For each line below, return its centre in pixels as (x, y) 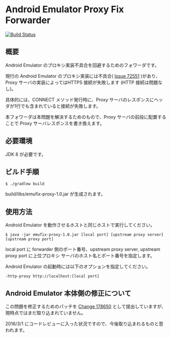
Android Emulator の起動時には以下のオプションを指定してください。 (78, 266)
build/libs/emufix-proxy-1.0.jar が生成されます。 (56, 194)
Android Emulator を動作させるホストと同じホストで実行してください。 (80, 225)
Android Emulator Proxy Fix (65, 9)
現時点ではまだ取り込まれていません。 (46, 313)
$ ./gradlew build (25, 184)
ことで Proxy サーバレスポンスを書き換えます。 (55, 123)
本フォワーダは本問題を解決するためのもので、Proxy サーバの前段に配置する (86, 117)
